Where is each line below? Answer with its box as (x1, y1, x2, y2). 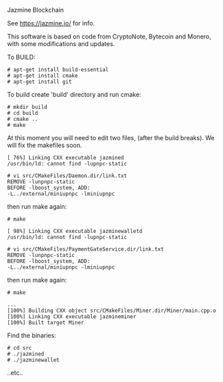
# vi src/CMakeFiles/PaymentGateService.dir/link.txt (7, 246, 165, 253)
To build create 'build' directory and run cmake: (7, 91, 142, 98)
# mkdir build (7, 104, 48, 111)
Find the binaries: (7, 331, 56, 339)
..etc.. (7, 369, 23, 377)
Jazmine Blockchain (7, 6, 64, 14)
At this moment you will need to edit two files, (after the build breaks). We (7, 134, 215, 142)
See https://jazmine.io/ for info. (7, 19, 95, 27)
